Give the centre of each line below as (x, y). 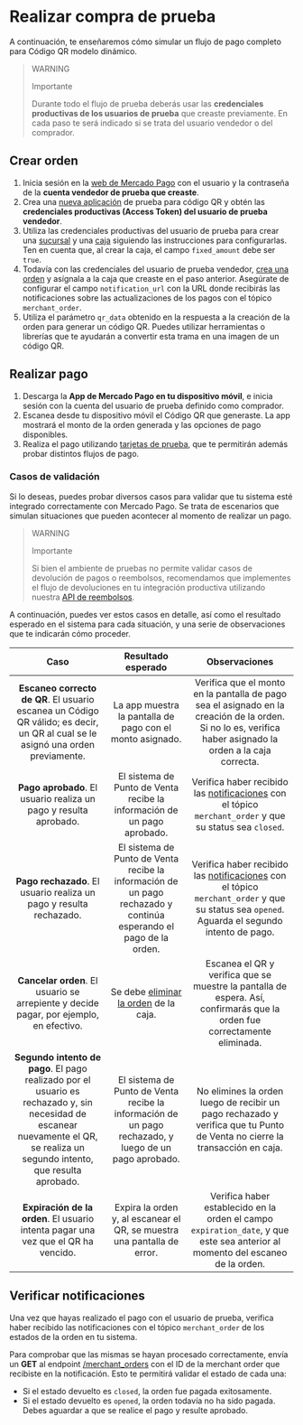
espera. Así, (240, 997)
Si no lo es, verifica (240, 727)
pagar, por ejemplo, (58, 1014)
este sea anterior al (240, 1241)
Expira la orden (146, 1207)
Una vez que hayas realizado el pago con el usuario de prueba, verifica (142, 1318)
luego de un (146, 1147)
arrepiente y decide (58, 1002)
